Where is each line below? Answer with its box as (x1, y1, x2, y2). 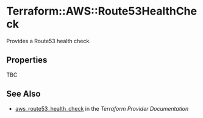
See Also (6, 89, 41, 99)
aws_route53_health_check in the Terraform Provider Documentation (15, 105, 189, 112)
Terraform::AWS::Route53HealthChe (6, 4, 197, 18)
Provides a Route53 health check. (6, 37, 91, 44)
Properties (6, 55, 48, 65)
